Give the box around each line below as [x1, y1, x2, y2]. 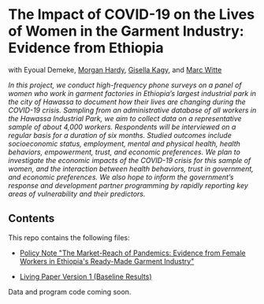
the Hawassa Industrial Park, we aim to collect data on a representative [8, 113, 242, 123]
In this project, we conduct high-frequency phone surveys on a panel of [8, 80, 242, 90]
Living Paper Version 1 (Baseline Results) [19, 272, 152, 281]
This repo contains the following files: [8, 232, 130, 242]
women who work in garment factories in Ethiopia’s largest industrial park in [8, 88, 257, 98]
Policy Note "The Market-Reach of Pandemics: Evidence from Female [19, 248, 246, 258]
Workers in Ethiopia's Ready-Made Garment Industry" [19, 256, 195, 265]
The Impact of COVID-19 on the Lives [8, 6, 255, 24]
